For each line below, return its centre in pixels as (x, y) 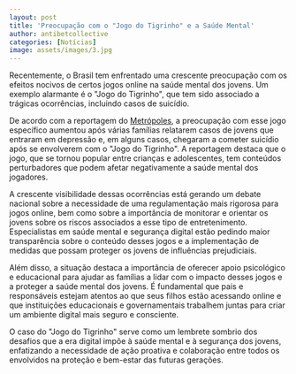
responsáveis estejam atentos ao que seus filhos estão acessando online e (145, 296)
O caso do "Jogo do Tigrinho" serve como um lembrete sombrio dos (133, 332)
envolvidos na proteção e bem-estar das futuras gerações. (116, 360)
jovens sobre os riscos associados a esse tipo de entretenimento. (129, 223)
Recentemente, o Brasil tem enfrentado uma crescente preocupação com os (148, 75)
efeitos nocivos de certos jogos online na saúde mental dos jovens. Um (139, 85)
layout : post (33, 17)
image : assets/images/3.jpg (61, 50)
